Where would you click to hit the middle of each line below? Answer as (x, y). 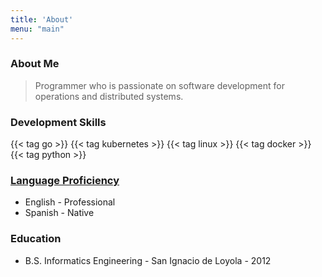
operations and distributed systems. (109, 96)
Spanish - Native (59, 213)
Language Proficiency (65, 181)
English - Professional (70, 202)
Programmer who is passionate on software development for (159, 85)
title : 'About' (42, 19)
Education (36, 239)
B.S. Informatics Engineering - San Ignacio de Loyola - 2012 (148, 260)
